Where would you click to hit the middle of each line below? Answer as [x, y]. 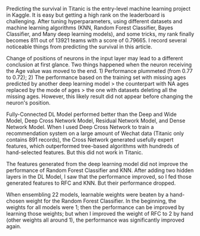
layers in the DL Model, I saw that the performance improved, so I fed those [99, 177]
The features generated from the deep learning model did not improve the [97, 164]
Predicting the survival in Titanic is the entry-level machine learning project [99, 9]
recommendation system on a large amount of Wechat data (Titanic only [95, 133]
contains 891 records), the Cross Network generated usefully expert [90, 140]
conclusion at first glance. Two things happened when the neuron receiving [99, 65]
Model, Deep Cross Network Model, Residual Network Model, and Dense [96, 121]
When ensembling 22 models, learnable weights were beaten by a [87, 194]
